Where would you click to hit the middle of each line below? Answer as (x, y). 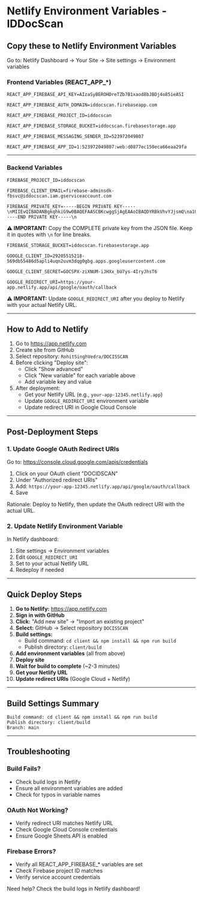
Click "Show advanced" (54, 369)
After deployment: (38, 388)
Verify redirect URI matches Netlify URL (64, 823)
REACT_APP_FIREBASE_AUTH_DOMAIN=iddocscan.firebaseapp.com (82, 105)
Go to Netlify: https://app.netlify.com (61, 609)
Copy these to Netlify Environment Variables (91, 46)
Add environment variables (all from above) (70, 653)
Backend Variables (35, 168)
